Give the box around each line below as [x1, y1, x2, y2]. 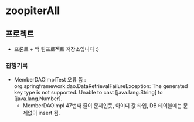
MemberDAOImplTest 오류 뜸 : [13, 76, 86, 83]
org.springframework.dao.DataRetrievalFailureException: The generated [13, 83, 188, 90]
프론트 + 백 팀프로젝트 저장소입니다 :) [13, 46, 100, 52]
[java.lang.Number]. [13, 95, 63, 102]
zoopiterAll [5, 4, 60, 18]
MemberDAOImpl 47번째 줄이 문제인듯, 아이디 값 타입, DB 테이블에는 [22, 102, 182, 109]
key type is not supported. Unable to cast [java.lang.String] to [13, 89, 163, 96]
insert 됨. [38, 110, 60, 117]
